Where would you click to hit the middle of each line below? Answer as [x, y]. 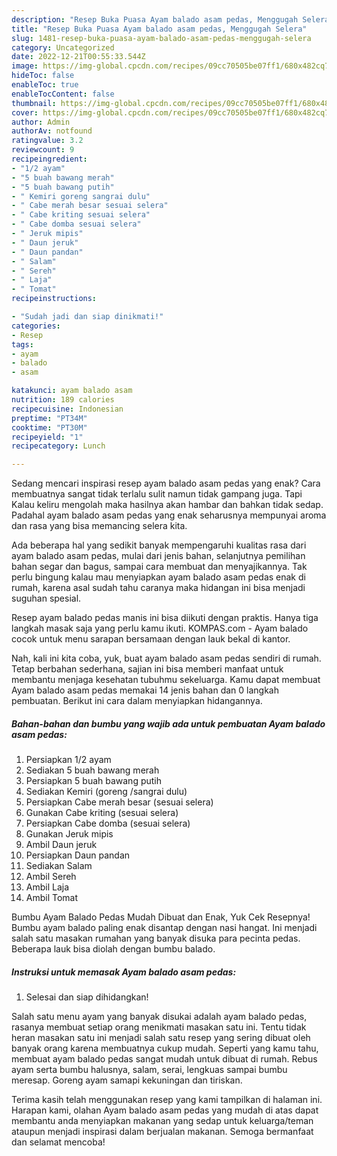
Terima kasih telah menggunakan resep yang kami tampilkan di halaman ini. [167, 1100]
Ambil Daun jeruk [61, 845]
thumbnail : [34, 103]
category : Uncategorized [63, 47]
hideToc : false [43, 76]
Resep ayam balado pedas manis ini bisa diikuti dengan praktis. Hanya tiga [165, 618]
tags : [22, 344]
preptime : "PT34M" [49, 418]
